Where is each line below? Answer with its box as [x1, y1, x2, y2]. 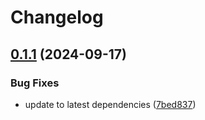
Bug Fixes [10, 76, 60, 90]
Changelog [10, 6, 104, 29]
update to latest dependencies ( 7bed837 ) [24, 98, 197, 110]
